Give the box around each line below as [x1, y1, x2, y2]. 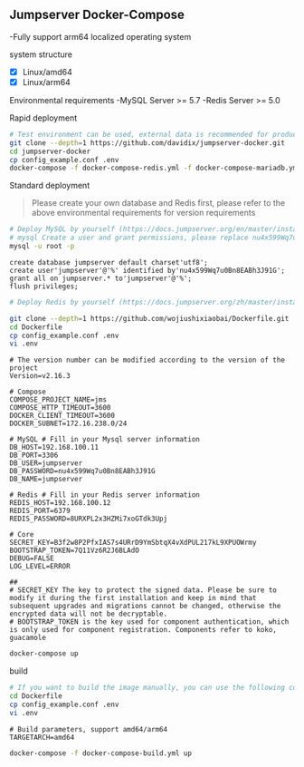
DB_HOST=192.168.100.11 [9, 443, 100, 452]
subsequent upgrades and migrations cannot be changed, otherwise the [9, 602, 281, 611]
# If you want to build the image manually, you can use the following [9, 684, 285, 693]
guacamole [9, 634, 47, 643]
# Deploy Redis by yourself [9, 297, 116, 306]
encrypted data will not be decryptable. [9, 609, 168, 619]
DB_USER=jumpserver [9, 459, 83, 468]
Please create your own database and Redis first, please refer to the [31, 198, 286, 209]
